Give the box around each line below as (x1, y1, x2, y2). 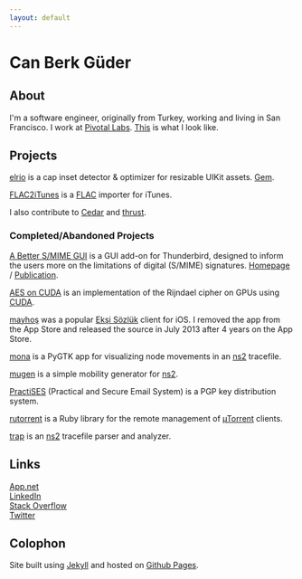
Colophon (9, 536, 66, 551)
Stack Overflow (9, 499, 68, 511)
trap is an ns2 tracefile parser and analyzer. (9, 431, 172, 441)
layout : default (9, 13, 71, 23)
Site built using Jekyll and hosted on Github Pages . (9, 560, 199, 571)
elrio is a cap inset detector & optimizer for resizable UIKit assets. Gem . (9, 172, 275, 183)
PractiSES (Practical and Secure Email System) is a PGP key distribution (9, 385, 277, 396)
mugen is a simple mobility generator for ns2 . (9, 368, 179, 379)
